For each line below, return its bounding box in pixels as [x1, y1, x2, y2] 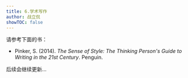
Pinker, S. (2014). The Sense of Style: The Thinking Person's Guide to [14, 48, 182, 55]
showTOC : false [6, 19, 43, 25]
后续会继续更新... [6, 66, 47, 73]
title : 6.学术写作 [6, 8, 48, 15]
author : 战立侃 [6, 14, 40, 20]
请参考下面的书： [6, 36, 47, 43]
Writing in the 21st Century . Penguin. [14, 54, 103, 61]
